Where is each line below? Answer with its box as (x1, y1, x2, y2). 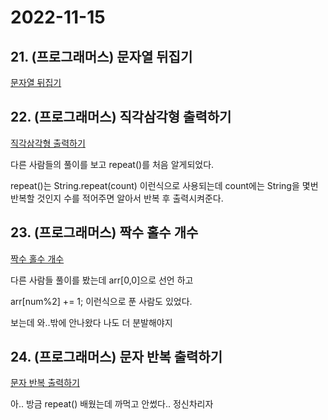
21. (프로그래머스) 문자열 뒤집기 (10, 48, 193, 65)
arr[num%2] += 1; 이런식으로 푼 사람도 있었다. (10, 295, 193, 307)
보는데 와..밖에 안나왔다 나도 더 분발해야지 (10, 316, 173, 328)
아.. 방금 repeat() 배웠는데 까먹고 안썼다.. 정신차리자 (10, 398, 214, 410)
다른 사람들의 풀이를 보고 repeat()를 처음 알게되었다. (10, 158, 215, 170)
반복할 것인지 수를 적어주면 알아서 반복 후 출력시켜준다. (10, 192, 224, 204)
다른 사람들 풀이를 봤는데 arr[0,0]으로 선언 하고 (10, 274, 194, 286)
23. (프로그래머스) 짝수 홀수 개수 (10, 224, 199, 241)
